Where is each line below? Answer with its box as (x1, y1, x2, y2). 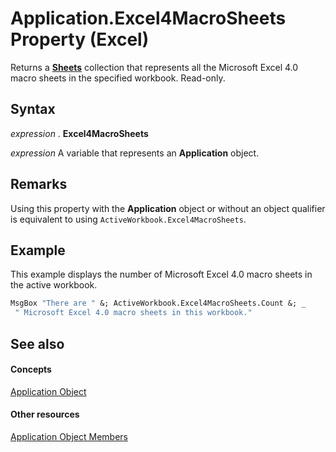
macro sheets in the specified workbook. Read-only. (10, 72, 226, 84)
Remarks (10, 176, 68, 193)
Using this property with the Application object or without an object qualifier (10, 202, 326, 214)
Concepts (10, 363, 52, 376)
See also (10, 335, 65, 352)
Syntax (10, 101, 56, 118)
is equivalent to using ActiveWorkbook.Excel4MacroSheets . (10, 213, 247, 225)
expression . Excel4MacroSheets (10, 127, 149, 139)
